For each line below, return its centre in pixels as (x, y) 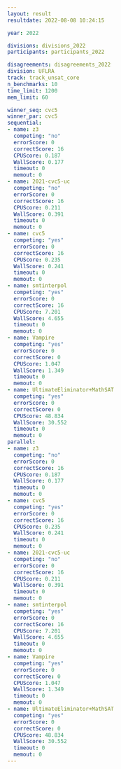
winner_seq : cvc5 (33, 110)
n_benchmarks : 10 (33, 84)
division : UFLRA (31, 71)
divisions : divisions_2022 (47, 46)
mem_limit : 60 (28, 97)
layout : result (29, 14)
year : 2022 (23, 33)
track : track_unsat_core (43, 78)
